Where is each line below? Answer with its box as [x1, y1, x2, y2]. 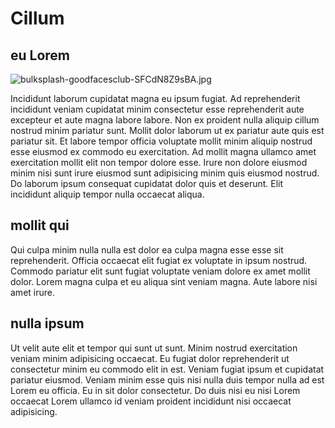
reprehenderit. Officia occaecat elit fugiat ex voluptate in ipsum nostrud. [10, 254, 308, 266]
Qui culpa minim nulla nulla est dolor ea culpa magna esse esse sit [10, 243, 284, 256]
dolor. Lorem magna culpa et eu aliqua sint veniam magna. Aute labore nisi [10, 275, 318, 287]
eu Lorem [10, 47, 71, 64]
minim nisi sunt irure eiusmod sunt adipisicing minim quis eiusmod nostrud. [10, 167, 320, 179]
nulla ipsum [10, 315, 85, 332]
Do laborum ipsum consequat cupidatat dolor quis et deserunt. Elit [10, 178, 284, 189]
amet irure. [10, 286, 55, 298]
